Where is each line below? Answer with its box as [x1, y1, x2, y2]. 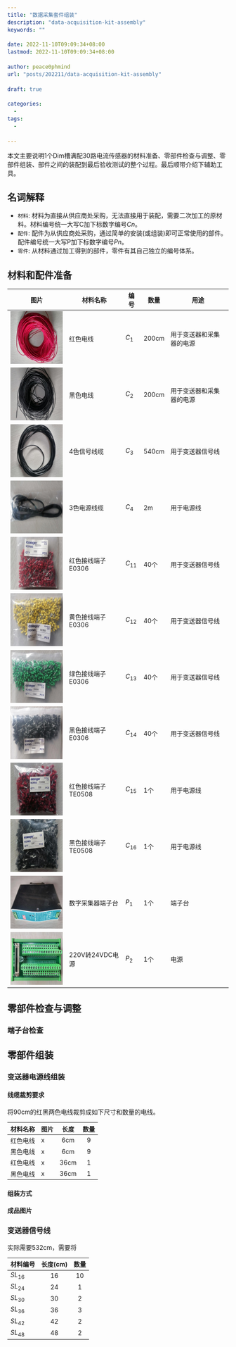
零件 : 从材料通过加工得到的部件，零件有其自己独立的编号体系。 [17, 246, 198, 255]
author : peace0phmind [7, 63, 71, 70]
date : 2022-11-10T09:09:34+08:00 [7, 41, 105, 49]
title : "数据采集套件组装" [7, 11, 78, 18]
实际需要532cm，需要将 [7, 1243, 77, 1251]
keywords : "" [7, 26, 46, 33]
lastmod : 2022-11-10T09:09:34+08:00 [7, 49, 114, 56]
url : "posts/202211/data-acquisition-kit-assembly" [7, 70, 162, 77]
